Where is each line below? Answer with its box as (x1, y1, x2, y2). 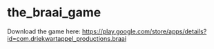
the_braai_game (7, 5, 101, 20)
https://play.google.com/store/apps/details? (81, 27, 207, 35)
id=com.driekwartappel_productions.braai (7, 34, 126, 42)
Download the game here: (7, 27, 81, 35)
